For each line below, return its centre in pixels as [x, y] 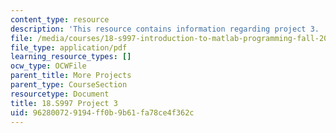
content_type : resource [60, 19]
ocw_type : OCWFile [48, 66]
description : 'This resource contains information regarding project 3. [165, 29]
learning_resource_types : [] [71, 57]
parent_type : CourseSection [69, 85]
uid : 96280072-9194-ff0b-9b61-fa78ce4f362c [102, 112]
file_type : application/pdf [69, 47]
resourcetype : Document [60, 94]
